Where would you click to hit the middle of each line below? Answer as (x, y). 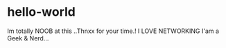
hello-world (42, 12)
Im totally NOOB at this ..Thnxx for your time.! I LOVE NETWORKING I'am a (113, 31)
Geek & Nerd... (28, 38)
